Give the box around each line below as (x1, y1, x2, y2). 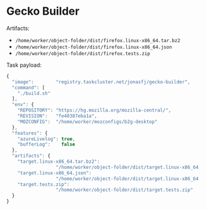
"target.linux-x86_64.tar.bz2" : (17, 159, 100, 165)
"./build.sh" (17, 90, 51, 96)
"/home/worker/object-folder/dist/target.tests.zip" (55, 187, 193, 193)
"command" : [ (12, 84, 45, 91)
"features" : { (12, 130, 48, 136)
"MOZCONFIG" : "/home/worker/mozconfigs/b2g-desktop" (17, 118, 158, 125)
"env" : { (12, 102, 34, 108)
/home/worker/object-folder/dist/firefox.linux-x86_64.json (15, 44, 172, 50)
